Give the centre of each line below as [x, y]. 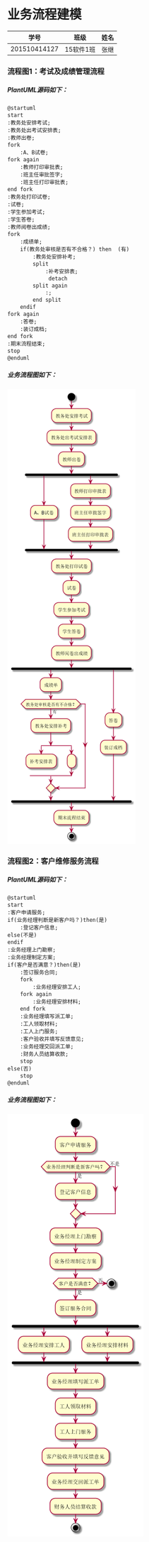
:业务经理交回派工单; [47, 1046]
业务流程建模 [45, 15]
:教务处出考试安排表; [34, 131]
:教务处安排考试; [29, 123]
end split [47, 300]
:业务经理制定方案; [32, 957]
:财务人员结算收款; [44, 1054]
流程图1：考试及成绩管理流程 [56, 72]
